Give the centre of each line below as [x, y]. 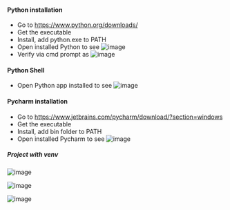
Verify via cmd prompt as [53, 55]
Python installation [35, 10]
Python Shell [26, 70]
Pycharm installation [37, 101]
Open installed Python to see [58, 47]
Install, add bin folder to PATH [59, 131]
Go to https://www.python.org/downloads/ [77, 25]
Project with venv [33, 155]
